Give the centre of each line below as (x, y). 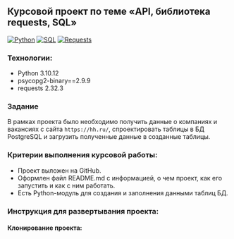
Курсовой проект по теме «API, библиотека (109, 12)
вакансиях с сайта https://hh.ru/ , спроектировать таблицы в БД (106, 129)
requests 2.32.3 (40, 88)
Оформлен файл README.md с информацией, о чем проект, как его (120, 178)
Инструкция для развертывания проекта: (83, 211)
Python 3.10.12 (38, 73)
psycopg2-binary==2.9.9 (54, 81)
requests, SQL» (42, 23)
